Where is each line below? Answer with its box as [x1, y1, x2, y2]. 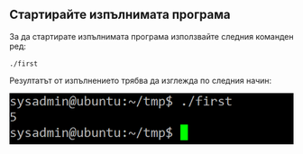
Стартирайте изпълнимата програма [9, 7, 231, 23]
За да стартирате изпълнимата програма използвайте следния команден [9, 31, 294, 41]
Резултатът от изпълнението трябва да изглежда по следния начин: [9, 75, 272, 86]
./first [9, 59, 39, 68]
